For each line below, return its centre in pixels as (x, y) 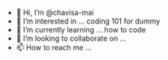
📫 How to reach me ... (54, 47)
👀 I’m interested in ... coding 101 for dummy (88, 21)
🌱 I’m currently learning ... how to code (81, 30)
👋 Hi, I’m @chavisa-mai (55, 13)
